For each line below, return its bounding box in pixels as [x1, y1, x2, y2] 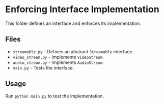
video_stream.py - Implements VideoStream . [12, 54, 104, 60]
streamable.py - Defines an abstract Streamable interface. [12, 48, 134, 54]
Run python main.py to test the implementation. [5, 93, 104, 99]
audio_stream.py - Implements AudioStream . [12, 59, 104, 65]
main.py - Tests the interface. [12, 64, 74, 71]
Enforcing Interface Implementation [5, 4, 159, 15]
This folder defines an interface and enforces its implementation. [5, 20, 141, 26]
